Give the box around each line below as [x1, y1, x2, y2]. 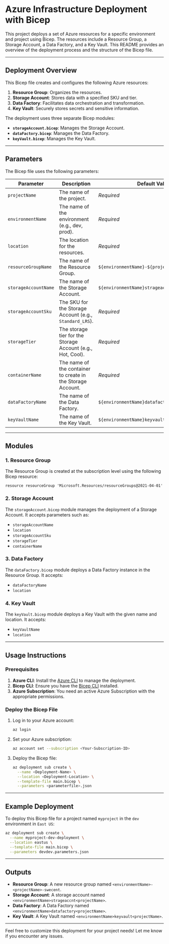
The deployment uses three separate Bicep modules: [5, 115, 115, 121]
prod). [59, 228, 74, 235]
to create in [59, 371, 86, 378]
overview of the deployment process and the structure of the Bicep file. [5, 47, 153, 53]
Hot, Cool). [59, 351, 84, 358]
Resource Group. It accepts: [5, 572, 63, 578]
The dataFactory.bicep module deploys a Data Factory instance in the [5, 567, 150, 573]
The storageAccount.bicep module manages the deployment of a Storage [5, 506, 157, 512]
